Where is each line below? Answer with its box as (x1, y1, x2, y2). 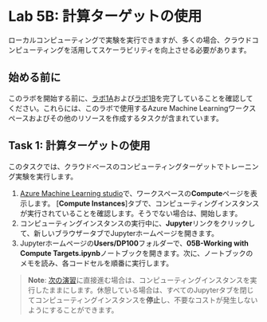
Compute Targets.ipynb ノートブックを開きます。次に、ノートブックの (19, 248, 253, 257)
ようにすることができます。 (27, 304, 119, 315)
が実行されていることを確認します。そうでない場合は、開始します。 (19, 208, 242, 218)
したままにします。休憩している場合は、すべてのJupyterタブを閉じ (34, 285, 254, 295)
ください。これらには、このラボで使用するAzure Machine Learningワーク (8, 103, 249, 112)
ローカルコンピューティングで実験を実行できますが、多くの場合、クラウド (8, 35, 253, 45)
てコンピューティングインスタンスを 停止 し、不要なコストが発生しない (27, 295, 258, 304)
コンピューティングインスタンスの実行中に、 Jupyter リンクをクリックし (19, 218, 256, 228)
